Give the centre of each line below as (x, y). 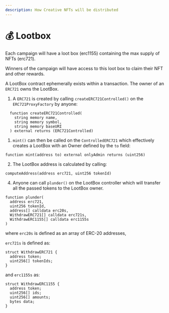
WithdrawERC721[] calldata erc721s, (48, 215)
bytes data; (22, 301)
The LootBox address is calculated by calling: (60, 164)
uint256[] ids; (26, 293)
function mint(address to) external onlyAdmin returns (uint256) (75, 155)
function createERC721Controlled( (46, 113)
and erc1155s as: (23, 275)
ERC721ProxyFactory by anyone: (45, 104)
